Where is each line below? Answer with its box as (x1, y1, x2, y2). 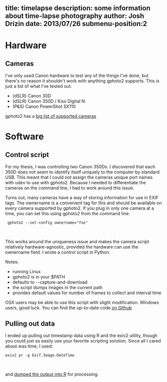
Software (5, 131, 44, 142)
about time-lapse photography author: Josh (5, 12, 145, 20)
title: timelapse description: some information (5, 4, 151, 12)
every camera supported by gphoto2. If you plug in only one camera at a (5, 205, 155, 211)
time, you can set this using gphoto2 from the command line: (5, 211, 131, 217)
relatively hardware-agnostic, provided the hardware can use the (5, 244, 139, 250)
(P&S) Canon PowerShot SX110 (12, 103, 76, 109)
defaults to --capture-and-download (12, 279, 88, 285)
